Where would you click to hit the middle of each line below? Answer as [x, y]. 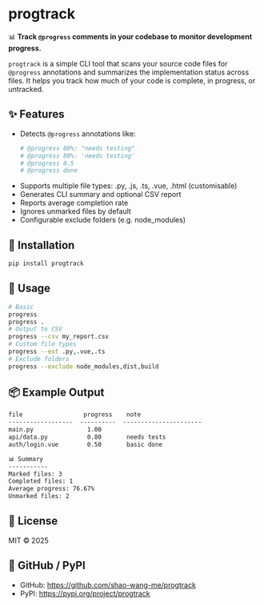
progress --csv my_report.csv [59, 337]
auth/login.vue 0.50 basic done [85, 444]
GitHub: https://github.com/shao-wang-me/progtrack [108, 584]
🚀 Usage [29, 289]
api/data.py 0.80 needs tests [87, 437]
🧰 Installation [42, 245]
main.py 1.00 [55, 430]
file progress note [75, 415]
